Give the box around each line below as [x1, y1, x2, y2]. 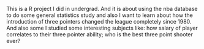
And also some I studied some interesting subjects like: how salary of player [6, 24, 198, 31]
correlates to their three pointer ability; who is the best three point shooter [6, 31, 193, 38]
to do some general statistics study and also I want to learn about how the [6, 11, 193, 19]
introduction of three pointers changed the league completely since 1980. [6, 18, 192, 25]
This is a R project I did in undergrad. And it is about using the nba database [6, 5, 198, 12]
